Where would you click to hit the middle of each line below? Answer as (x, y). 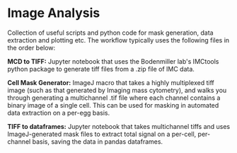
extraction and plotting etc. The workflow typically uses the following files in (118, 40)
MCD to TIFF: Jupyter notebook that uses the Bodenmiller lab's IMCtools (113, 61)
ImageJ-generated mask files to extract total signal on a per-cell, (102, 134)
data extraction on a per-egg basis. (59, 113)
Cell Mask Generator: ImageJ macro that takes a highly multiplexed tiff (111, 82)
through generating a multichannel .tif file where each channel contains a (114, 98)
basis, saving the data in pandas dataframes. (98, 141)
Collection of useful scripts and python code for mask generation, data (110, 33)
